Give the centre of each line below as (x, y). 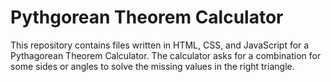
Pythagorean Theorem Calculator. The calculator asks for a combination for (166, 55)
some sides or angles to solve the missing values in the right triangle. (152, 66)
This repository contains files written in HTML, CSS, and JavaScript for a (160, 45)
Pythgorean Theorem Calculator (147, 17)
